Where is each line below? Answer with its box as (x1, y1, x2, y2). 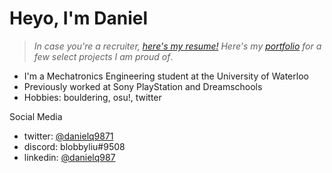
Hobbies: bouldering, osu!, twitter (23, 91, 162, 103)
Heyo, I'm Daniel (9, 7, 149, 30)
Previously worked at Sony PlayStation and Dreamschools (23, 80, 263, 92)
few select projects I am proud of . (33, 50, 174, 62)
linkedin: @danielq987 (23, 151, 116, 163)
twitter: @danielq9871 (23, 130, 114, 142)
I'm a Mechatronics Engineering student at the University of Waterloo (23, 70, 309, 82)
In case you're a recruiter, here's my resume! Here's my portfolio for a (33, 40, 322, 52)
